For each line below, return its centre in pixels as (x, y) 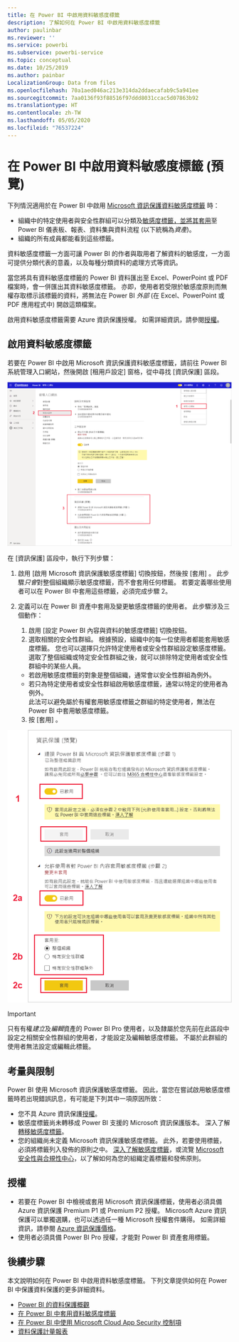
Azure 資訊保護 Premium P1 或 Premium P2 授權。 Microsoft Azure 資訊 (122, 1210)
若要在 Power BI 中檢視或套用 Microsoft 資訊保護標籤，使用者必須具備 (120, 1201)
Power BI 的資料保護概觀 (54, 1304)
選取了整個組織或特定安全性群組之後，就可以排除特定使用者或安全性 (128, 657)
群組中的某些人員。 (57, 666)
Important (22, 1014)
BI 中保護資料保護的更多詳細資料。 (58, 1289)
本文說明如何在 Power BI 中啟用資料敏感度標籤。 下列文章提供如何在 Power (117, 1280)
